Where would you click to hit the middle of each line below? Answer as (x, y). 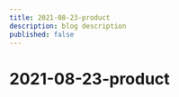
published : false (42, 34)
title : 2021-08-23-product (60, 18)
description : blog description (68, 26)
